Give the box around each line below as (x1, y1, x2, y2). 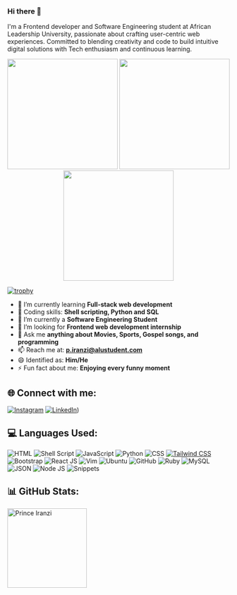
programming (17, 338, 59, 347)
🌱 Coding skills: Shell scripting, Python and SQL (17, 308, 159, 316)
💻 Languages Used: (7, 427, 98, 439)
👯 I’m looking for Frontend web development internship (17, 323, 182, 331)
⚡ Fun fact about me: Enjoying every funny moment (17, 363, 171, 373)
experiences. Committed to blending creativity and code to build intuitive (7, 37, 219, 46)
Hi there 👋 (7, 6, 42, 16)
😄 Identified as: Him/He (17, 356, 88, 364)
